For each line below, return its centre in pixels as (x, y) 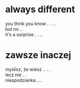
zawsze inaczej (38, 55)
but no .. (14, 29)
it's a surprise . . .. (24, 34)
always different (40, 9)
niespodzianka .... (24, 80)
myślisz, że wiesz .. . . (28, 69)
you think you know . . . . (31, 24)
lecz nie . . (16, 75)
